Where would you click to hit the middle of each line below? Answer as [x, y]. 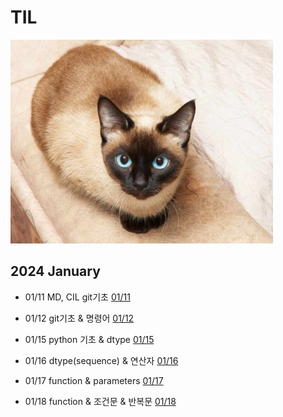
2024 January [55, 271]
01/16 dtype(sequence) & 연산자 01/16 [101, 360]
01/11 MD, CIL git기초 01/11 [77, 297]
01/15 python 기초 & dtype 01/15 [89, 339]
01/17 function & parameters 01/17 [94, 380]
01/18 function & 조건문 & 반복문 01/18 [100, 401]
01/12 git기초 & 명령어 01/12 [79, 318]
